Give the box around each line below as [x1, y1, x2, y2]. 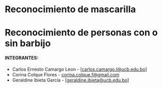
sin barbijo [5, 38, 51, 49]
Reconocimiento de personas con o [5, 27, 158, 39]
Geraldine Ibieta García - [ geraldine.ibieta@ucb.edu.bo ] [12, 77, 129, 83]
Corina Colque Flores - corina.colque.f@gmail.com [12, 71, 120, 77]
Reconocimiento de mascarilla [5, 4, 136, 15]
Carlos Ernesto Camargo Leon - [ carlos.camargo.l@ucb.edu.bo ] [12, 66, 147, 72]
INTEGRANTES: [5, 54, 39, 61]
